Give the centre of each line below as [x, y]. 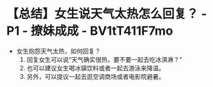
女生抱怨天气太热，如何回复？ [58, 51]
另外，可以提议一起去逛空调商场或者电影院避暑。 [96, 76]
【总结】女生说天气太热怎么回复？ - [106, 14]
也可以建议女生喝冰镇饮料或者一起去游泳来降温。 [96, 68]
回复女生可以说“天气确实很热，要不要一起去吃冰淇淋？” [104, 59]
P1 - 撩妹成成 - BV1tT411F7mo [90, 31]
